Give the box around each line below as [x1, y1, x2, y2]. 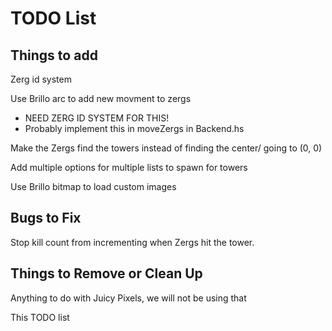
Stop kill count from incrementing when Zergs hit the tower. [10, 236, 255, 248]
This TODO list [10, 311, 70, 323]
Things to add [10, 47, 98, 64]
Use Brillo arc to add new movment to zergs [10, 93, 192, 104]
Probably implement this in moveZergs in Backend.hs [24, 123, 245, 134]
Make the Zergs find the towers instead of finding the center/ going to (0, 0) [10, 142, 323, 154]
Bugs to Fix [10, 210, 82, 227]
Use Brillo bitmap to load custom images [10, 181, 177, 192]
